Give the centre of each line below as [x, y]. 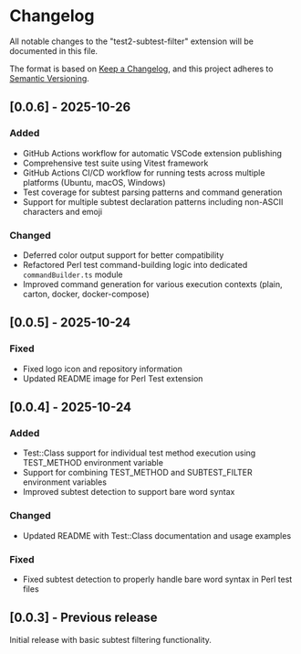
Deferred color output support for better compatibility [123, 255]
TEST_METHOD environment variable [93, 463]
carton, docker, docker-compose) [86, 294]
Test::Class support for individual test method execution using [139, 453]
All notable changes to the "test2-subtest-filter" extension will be [131, 41]
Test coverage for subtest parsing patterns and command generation [152, 192]
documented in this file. [54, 50]
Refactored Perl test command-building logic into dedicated [135, 264]
